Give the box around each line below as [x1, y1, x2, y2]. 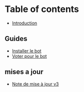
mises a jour [4, 67, 43, 76]
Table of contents [4, 3, 79, 15]
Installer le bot [11, 47, 41, 53]
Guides [4, 34, 28, 43]
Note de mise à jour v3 [11, 81, 59, 87]
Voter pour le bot [11, 53, 47, 59]
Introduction [11, 20, 37, 26]
